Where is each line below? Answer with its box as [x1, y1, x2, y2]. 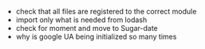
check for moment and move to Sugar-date [15, 24, 158, 32]
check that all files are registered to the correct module [15, 7, 197, 16]
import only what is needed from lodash [15, 15, 148, 24]
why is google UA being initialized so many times [15, 32, 177, 41]
